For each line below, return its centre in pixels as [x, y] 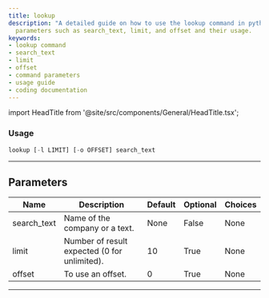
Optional [201, 205]
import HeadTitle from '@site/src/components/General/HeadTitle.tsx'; [124, 113]
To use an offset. [95, 274]
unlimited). [84, 261]
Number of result [96, 241]
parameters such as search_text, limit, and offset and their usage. [134, 30]
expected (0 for [93, 251]
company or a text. [99, 228]
